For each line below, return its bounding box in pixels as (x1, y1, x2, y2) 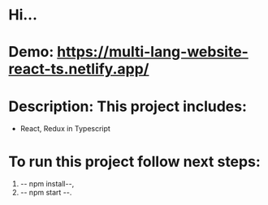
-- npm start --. (19, 188, 72, 198)
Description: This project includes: (8, 97, 248, 115)
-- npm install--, (19, 179, 75, 189)
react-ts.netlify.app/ (8, 60, 149, 79)
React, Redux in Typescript (19, 124, 111, 134)
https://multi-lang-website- (56, 43, 249, 62)
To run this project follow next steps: (8, 152, 262, 171)
